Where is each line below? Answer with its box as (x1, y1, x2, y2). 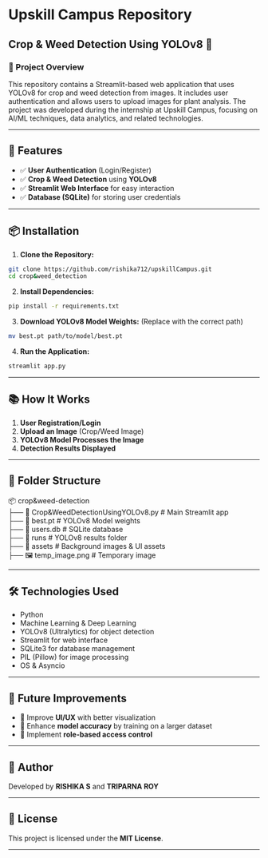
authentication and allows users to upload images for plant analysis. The (8, 96, 246, 105)
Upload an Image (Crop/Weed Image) (19, 426, 144, 436)
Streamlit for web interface (19, 635, 108, 645)
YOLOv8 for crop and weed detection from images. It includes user (8, 88, 229, 97)
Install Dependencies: (19, 287, 94, 296)
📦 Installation (8, 224, 80, 238)
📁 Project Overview (8, 62, 85, 73)
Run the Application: (19, 347, 90, 356)
